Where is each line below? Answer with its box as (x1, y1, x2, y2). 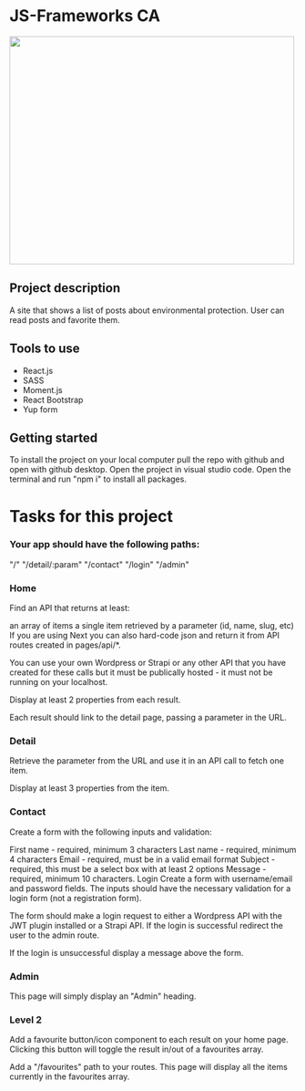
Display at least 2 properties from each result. (9, 694, 181, 705)
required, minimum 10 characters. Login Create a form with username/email (9, 873, 293, 884)
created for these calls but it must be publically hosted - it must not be (9, 667, 273, 678)
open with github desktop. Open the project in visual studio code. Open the (9, 464, 291, 475)
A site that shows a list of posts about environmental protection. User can (9, 305, 285, 316)
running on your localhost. (9, 677, 108, 688)
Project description (9, 280, 121, 296)
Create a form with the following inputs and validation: (9, 826, 212, 837)
